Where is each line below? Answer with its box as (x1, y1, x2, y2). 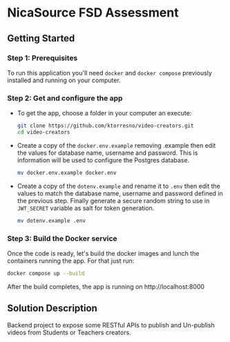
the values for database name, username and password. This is (17, 149, 198, 157)
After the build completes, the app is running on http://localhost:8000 (7, 282, 205, 291)
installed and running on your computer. (7, 76, 121, 84)
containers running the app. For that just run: (7, 256, 135, 265)
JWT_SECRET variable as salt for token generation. (17, 204, 155, 212)
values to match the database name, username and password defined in (17, 189, 223, 198)
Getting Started (7, 32, 75, 44)
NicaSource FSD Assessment (7, 5, 179, 21)
